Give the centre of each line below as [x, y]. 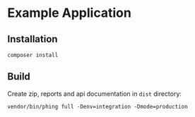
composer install [33, 55]
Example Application [70, 13]
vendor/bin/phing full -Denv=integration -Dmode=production [98, 106]
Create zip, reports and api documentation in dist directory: [95, 94]
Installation [32, 39]
